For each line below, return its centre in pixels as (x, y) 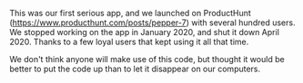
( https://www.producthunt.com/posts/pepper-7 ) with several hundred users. (152, 23)
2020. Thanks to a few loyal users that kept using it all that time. (129, 41)
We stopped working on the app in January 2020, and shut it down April (145, 32)
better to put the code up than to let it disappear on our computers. (135, 69)
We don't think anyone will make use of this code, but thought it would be (147, 59)
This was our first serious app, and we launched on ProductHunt (131, 13)
